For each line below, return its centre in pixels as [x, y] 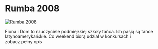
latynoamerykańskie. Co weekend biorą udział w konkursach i [68, 36]
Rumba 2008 [32, 8]
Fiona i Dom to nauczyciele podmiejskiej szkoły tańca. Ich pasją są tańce [79, 31]
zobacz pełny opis [24, 41]
